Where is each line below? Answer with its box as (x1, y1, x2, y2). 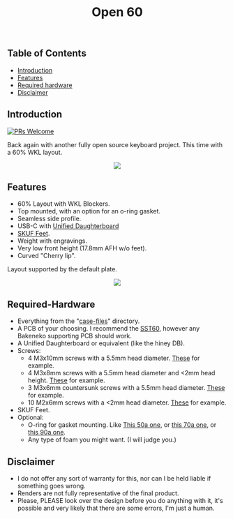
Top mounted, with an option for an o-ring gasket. (17, 207, 161, 216)
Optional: (17, 413, 44, 422)
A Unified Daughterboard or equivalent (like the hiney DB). (17, 339, 185, 347)
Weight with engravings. (17, 236, 87, 245)
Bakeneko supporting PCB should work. (17, 332, 133, 340)
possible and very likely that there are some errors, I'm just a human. (17, 504, 215, 512)
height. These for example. (27, 376, 105, 384)
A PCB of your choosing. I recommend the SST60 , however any (17, 324, 200, 333)
